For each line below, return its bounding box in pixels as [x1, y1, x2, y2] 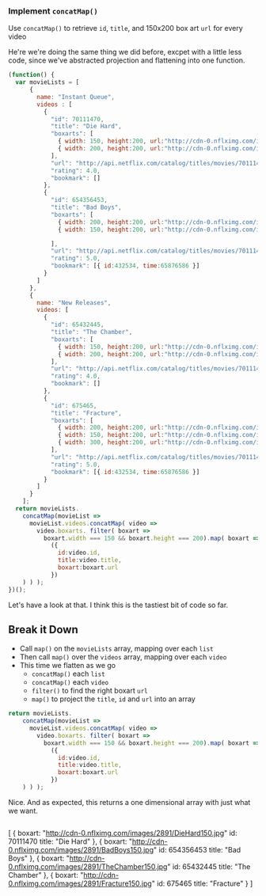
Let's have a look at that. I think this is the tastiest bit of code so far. [8, 600, 229, 609]
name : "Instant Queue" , [36, 93, 115, 101]
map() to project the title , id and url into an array [31, 694, 196, 704]
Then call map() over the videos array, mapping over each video [19, 652, 227, 662]
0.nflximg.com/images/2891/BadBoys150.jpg [8, 845, 154, 854]
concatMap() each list [31, 669, 105, 678]
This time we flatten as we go [19, 661, 116, 670]
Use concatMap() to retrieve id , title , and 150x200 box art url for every [8, 24, 243, 33]
